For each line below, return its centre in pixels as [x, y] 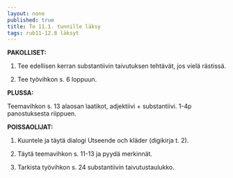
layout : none [26, 14]
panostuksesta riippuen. [42, 114]
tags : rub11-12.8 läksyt [43, 33]
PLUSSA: [21, 93]
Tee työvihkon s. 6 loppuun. [57, 80]
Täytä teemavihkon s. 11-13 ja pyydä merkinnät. [85, 154]
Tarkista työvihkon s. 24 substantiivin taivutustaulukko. [96, 168]
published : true [31, 20]
